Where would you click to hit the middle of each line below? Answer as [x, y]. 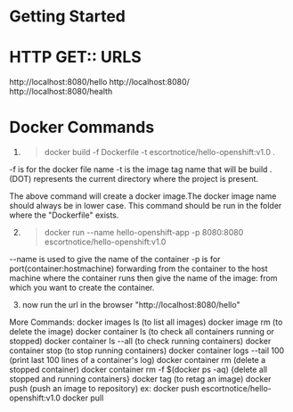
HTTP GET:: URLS [76, 58]
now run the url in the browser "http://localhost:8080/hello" [131, 305]
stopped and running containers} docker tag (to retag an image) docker [140, 379]
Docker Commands [82, 128]
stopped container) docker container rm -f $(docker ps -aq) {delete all [138, 370]
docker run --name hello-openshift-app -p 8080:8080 [144, 233]
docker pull [83, 398]
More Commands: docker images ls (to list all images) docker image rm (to [146, 322]
